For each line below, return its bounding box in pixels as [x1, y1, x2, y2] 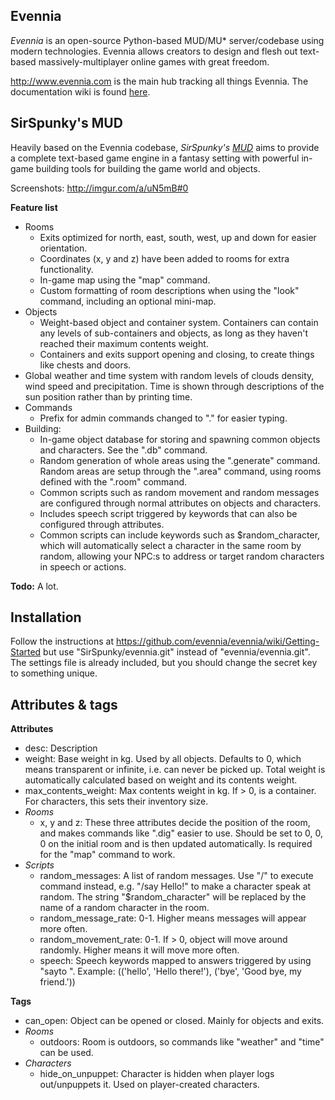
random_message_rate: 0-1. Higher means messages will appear [39, 912, 307, 924]
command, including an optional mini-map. [39, 295, 217, 307]
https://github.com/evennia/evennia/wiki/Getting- [115, 635, 320, 648]
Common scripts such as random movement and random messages [39, 486, 320, 498]
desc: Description [24, 742, 98, 754]
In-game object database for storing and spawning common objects [39, 433, 321, 445]
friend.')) [39, 976, 76, 988]
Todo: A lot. [10, 580, 59, 592]
